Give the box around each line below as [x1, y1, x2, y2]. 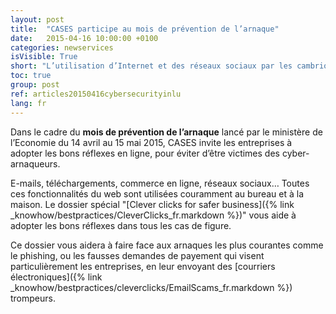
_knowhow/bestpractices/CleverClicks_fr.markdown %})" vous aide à [10, 209, 297, 221]
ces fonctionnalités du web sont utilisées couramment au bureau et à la [10, 187, 305, 200]
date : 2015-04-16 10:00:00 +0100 [10, 33, 159, 43]
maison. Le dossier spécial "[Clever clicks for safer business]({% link [10, 198, 295, 210]
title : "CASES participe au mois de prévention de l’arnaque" [10, 24, 280, 34]
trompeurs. [10, 292, 56, 304]
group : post [10, 80, 60, 90]
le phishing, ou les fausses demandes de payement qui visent [10, 249, 265, 261]
